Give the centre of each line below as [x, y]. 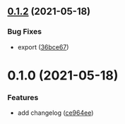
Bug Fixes [25, 32]
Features [23, 97]
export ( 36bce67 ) [43, 47]
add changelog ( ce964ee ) [55, 113]
